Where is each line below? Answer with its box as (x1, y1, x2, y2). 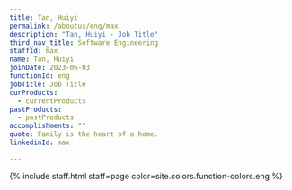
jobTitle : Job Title (9, 80, 87, 89)
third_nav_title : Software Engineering (9, 38, 159, 47)
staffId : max (9, 47, 58, 56)
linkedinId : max (9, 138, 70, 147)
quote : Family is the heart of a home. (9, 130, 159, 139)
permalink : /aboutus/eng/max (9, 22, 119, 30)
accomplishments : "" (9, 122, 87, 131)
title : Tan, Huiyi (9, 13, 78, 22)
